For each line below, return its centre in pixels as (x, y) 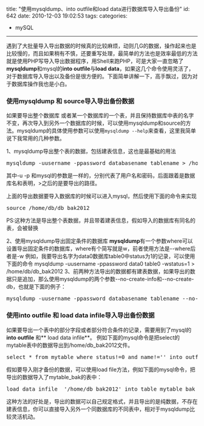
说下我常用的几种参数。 (36, 138)
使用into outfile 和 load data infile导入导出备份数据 (80, 315)
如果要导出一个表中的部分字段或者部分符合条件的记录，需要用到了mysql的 (99, 330)
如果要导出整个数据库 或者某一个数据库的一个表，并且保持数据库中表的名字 (100, 116)
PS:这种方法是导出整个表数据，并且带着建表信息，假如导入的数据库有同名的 (101, 220)
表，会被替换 (22, 228)
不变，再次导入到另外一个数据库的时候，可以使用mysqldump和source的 (96, 123)
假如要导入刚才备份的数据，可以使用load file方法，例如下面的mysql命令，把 (101, 369)
